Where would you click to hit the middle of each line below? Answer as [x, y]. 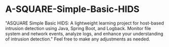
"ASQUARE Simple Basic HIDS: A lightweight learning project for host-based [85, 23]
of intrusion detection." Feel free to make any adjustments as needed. [78, 39]
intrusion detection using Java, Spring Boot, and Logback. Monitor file [78, 28]
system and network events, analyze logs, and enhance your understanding [84, 33]
